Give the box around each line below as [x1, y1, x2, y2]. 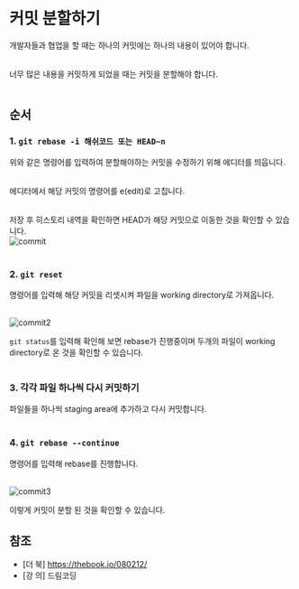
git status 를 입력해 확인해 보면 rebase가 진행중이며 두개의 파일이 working [9, 335, 276, 346]
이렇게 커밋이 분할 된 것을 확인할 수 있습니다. [9, 504, 166, 515]
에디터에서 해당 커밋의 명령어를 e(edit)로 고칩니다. [9, 185, 186, 196]
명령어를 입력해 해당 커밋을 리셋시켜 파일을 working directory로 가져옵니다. [9, 289, 275, 300]
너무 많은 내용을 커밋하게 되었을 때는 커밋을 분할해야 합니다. [9, 69, 219, 79]
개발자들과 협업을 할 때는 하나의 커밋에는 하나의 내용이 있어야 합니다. [9, 40, 249, 51]
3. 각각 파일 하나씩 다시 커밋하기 [9, 381, 140, 394]
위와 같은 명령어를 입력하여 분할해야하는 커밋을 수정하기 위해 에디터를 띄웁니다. [9, 156, 286, 167]
